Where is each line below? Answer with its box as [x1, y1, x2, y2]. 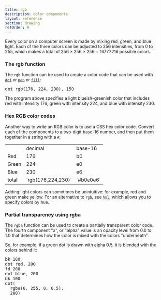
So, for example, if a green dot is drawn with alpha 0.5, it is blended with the [5, 242, 157, 248]
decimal [26, 145, 44, 152]
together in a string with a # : [5, 134, 61, 140]
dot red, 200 [5, 261, 36, 267]
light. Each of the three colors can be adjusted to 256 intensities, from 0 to [5, 44, 153, 49]
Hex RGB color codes [5, 112, 56, 119]
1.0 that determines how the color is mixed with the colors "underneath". [5, 233, 149, 238]
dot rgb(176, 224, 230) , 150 [5, 86, 74, 92]
